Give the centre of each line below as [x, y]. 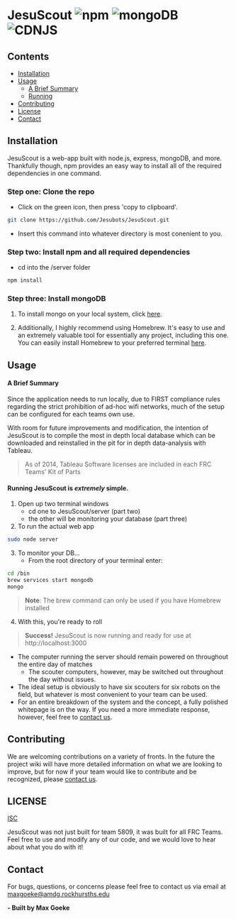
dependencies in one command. [54, 173]
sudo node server [33, 539]
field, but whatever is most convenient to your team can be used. [112, 694]
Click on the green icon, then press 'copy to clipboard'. [98, 207]
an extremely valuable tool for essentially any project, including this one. [123, 335]
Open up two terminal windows [63, 504]
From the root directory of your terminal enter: [95, 561]
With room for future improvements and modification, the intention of [108, 428]
